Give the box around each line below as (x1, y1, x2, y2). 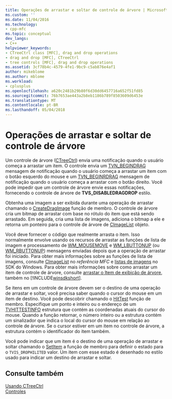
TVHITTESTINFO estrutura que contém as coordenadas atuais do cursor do (5, 306, 165, 313)
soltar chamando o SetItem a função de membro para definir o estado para (5, 343, 164, 349)
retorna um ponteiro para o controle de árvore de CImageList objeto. (5, 221, 150, 228)
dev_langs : (5, 36, 29, 41)
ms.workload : (5, 79, 33, 84)
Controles (5, 388, 26, 394)
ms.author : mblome (5, 74, 45, 79)
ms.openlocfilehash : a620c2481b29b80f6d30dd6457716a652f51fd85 (5, 88, 143, 94)
